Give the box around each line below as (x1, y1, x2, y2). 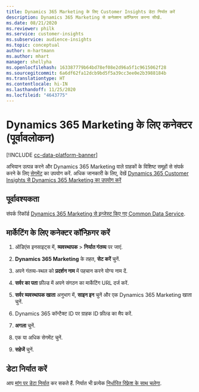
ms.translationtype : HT (6, 75, 66, 81)
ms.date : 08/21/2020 (6, 20, 58, 26)
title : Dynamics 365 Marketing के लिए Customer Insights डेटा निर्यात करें (6, 8, 176, 15)
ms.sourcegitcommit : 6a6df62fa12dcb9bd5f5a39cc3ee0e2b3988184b (6, 70, 167, 76)
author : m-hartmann (6, 48, 55, 54)
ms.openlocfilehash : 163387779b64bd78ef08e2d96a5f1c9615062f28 (6, 64, 167, 71)
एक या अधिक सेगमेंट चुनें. (14, 334, 63, 341)
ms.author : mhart (6, 53, 49, 59)
